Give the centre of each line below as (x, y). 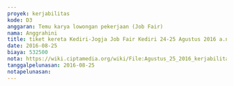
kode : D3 (20, 20)
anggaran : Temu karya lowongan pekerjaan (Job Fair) (85, 26)
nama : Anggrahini (32, 33)
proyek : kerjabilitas (39, 14)
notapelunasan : (29, 71)
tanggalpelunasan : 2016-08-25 (51, 65)
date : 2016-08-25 (32, 46)
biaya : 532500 (28, 53)
